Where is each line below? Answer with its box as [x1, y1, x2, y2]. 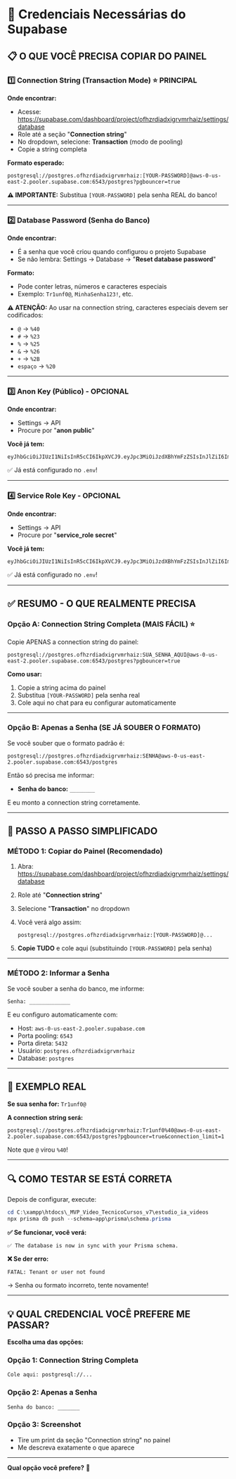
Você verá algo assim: [17, 918, 82, 926]
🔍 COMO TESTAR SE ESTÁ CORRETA [7, 1173, 173, 1185]
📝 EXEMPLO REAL [7, 1081, 86, 1093]
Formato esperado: [7, 158, 65, 167]
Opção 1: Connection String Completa [7, 1355, 139, 1365]
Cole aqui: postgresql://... [7, 1371, 93, 1378]
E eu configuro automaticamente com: [7, 1010, 118, 1019]
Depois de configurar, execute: [7, 1195, 97, 1204]
